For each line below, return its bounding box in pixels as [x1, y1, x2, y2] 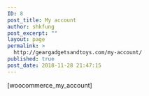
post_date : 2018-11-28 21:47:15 [7, 62, 101, 69]
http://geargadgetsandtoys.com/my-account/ [13, 49, 142, 56]
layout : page [7, 36, 45, 43]
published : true [7, 56, 55, 63]
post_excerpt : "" [7, 29, 58, 37]
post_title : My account [7, 17, 77, 24]
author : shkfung [7, 23, 55, 30]
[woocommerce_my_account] [7, 81, 92, 89]
